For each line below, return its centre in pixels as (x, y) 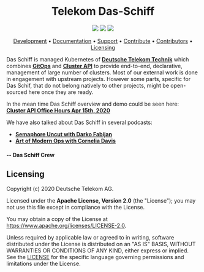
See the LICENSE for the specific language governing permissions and (95, 257)
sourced (17, 92)
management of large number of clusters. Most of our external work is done (102, 72)
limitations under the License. (43, 264)
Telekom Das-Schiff (103, 11)
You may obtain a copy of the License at (57, 219)
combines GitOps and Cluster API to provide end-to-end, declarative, (94, 66)
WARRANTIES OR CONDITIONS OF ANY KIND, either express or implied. (97, 251)
